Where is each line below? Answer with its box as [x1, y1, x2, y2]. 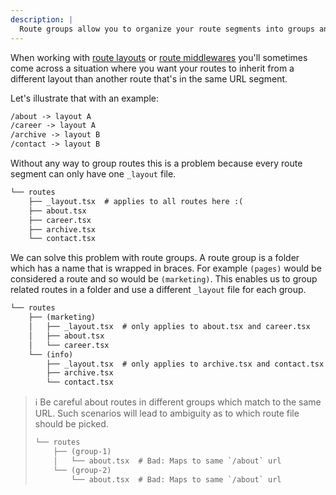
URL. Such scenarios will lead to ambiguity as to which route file [34, 407, 300, 420]
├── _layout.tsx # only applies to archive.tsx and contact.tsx [46, 359, 325, 369]
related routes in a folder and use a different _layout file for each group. [10, 284, 307, 296]
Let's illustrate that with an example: [10, 92, 160, 104]
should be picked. [34, 418, 109, 430]
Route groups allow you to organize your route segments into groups [19, 24, 315, 34]
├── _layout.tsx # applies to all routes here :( [28, 196, 244, 206]
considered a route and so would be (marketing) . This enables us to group [10, 273, 318, 285]
